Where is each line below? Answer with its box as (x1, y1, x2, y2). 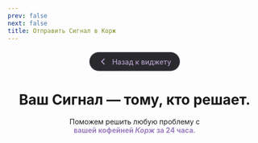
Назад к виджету (111, 57, 172, 67)
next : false (7, 19, 48, 27)
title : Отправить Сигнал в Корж (7, 27, 116, 35)
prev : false (7, 11, 48, 20)
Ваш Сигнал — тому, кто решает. (19, 90, 251, 108)
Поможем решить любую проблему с (69, 117, 201, 127)
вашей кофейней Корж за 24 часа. (73, 125, 196, 135)
